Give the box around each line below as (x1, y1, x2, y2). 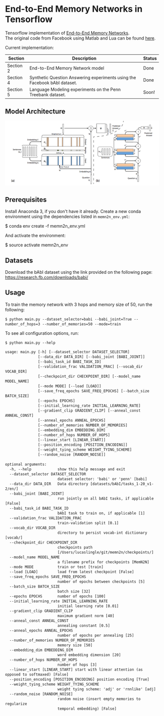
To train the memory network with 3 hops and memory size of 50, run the (5, 302, 153, 307)
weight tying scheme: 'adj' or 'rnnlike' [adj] (57, 687, 156, 692)
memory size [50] (57, 643, 93, 648)
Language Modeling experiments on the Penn (29, 87, 121, 92)
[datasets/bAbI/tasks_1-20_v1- (90, 481, 154, 486)
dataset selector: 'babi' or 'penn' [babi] (57, 477, 147, 481)
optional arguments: (5, 462, 47, 467)
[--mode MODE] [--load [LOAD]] (38, 384, 102, 389)
